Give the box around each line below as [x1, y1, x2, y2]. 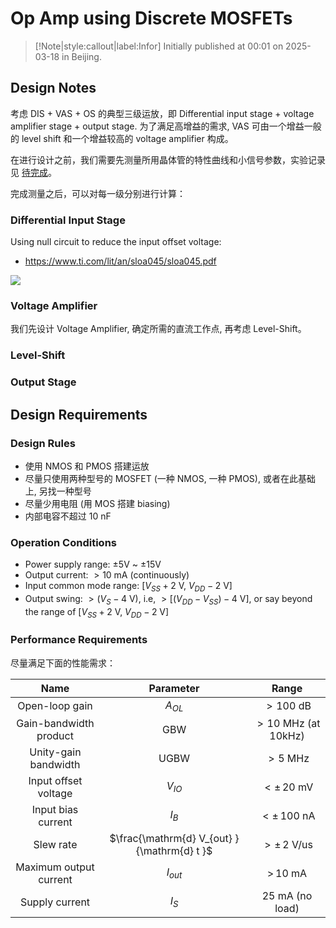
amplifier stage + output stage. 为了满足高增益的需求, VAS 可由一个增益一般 [10, 120, 322, 132]
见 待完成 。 [10, 166, 57, 178]
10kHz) [269, 729, 305, 743]
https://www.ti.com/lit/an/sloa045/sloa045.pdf [24, 255, 217, 267]
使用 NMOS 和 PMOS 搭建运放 [24, 460, 150, 472]
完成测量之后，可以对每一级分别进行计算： [10, 187, 186, 199]
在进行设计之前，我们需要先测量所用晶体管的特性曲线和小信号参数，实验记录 [10, 153, 326, 166]
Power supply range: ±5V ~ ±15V [24, 558, 162, 571]
